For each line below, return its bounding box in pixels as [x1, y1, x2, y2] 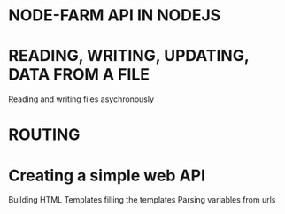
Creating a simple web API [8, 165, 205, 186]
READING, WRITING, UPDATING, [8, 46, 250, 66]
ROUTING [8, 125, 81, 145]
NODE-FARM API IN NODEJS [8, 5, 221, 26]
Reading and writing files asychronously [8, 94, 155, 104]
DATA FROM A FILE [8, 65, 150, 85]
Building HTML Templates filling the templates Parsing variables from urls [8, 195, 276, 205]
